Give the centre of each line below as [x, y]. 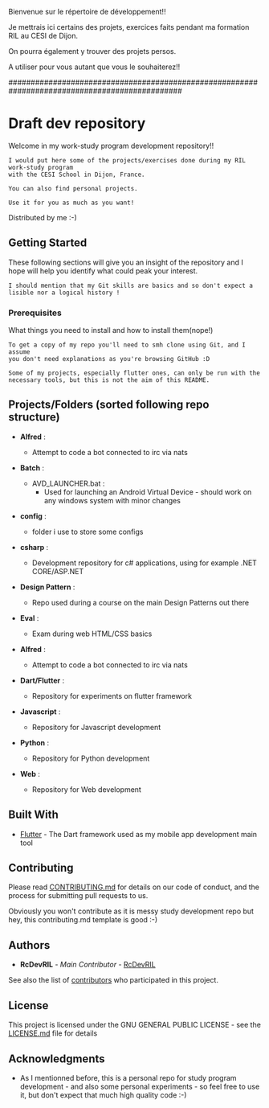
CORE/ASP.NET [58, 571]
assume [19, 352]
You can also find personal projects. [73, 188]
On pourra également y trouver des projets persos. [92, 51]
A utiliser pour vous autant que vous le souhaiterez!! [94, 67]
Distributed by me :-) [43, 217]
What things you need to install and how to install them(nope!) [111, 330]
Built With [33, 815]
